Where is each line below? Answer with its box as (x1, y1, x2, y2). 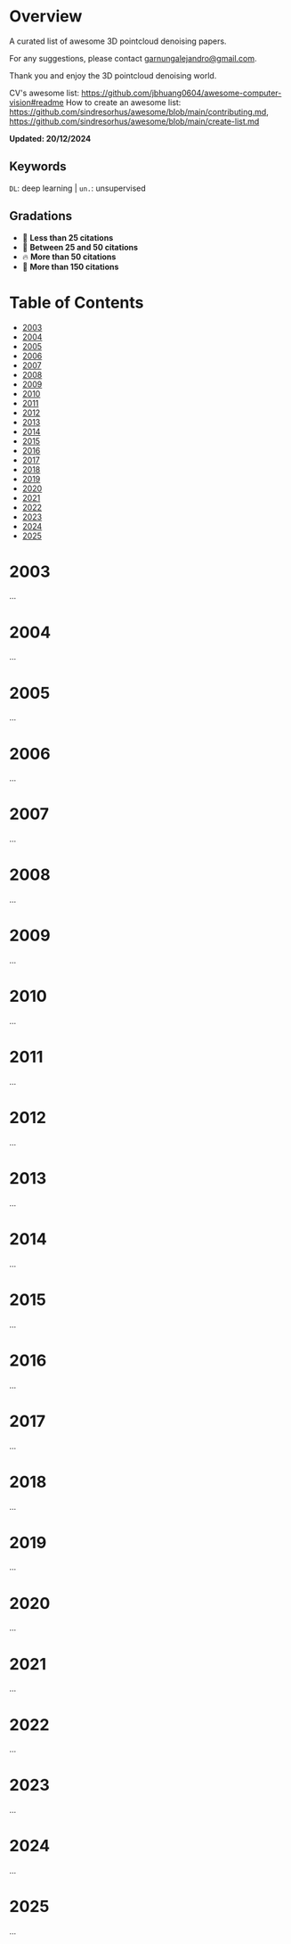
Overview (9, 6, 83, 27)
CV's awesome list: (9, 87, 80, 98)
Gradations (9, 209, 73, 224)
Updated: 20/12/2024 (9, 133, 92, 144)
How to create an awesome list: (65, 96, 182, 108)
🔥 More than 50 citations (21, 251, 117, 262)
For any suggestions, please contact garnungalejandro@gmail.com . (9, 53, 257, 63)
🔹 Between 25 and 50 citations (21, 242, 139, 252)
